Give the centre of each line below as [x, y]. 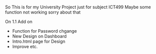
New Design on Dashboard [39, 36]
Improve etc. [25, 46]
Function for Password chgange [44, 31]
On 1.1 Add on [19, 22]
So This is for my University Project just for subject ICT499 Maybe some [78, 7]
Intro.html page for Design [39, 41]
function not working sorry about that [43, 12]
